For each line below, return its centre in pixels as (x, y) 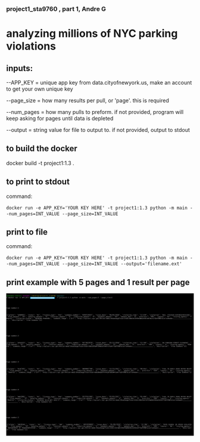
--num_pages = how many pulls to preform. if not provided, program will (95, 112)
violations (31, 46)
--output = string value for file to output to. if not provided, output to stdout (98, 129)
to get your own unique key (40, 89)
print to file (27, 232)
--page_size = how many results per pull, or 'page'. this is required (88, 100)
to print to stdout (38, 182)
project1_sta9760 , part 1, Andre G (56, 9)
